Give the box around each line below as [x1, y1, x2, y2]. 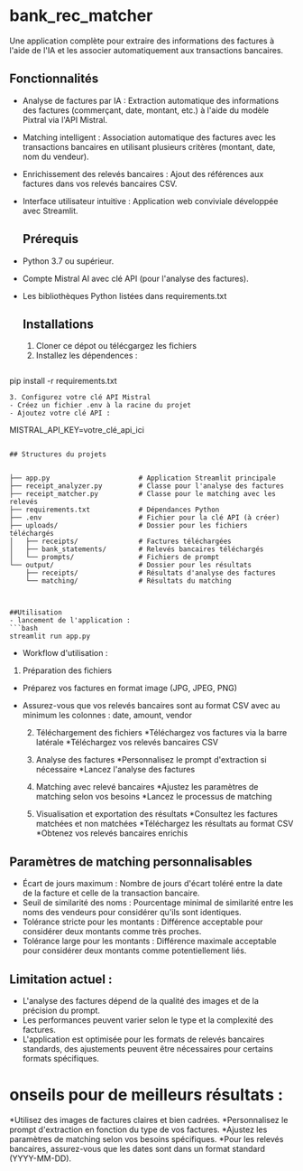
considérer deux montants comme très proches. [22, 926, 202, 937]
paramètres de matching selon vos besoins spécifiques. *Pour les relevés [9, 1133, 284, 1144]
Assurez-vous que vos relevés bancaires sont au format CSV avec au [22, 700, 281, 711]
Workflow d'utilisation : [22, 648, 108, 659]
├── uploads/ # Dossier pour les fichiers [9, 521, 248, 530]
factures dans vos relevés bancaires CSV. [22, 178, 178, 189]
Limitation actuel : [9, 971, 113, 987]
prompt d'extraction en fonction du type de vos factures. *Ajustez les [9, 1124, 268, 1135]
